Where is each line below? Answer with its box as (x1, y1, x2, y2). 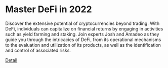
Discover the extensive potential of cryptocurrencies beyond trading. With (5, 20, 160, 26)
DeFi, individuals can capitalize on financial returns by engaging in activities (5, 25, 163, 31)
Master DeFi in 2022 (5, 4, 92, 15)
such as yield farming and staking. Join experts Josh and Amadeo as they (5, 31, 159, 37)
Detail (5, 57, 18, 63)
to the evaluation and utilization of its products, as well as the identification (5, 42, 161, 48)
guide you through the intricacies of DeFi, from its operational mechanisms (5, 37, 161, 43)
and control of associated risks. (5, 47, 71, 53)
